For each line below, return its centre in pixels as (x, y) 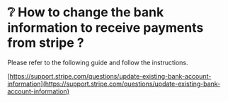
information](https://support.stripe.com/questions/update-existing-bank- (114, 84)
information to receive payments (106, 28)
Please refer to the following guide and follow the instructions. (98, 62)
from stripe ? (46, 43)
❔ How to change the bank (86, 12)
